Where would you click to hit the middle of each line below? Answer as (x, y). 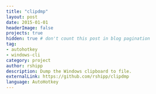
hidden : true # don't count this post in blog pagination (78, 39)
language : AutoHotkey (32, 82)
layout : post (22, 17)
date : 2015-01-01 (27, 22)
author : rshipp (25, 66)
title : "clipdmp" (27, 11)
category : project (28, 60)
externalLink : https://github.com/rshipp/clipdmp (68, 76)
